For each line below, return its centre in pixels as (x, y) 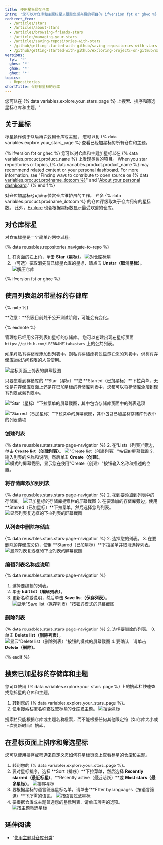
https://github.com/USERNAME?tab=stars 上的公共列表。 (61, 343)
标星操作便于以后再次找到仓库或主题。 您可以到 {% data (61, 137)
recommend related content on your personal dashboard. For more (72, 170)
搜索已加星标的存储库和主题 (47, 674)
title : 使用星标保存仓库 (27, 10)
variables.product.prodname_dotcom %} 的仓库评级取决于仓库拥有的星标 (78, 202)
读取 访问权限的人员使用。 (39, 360)
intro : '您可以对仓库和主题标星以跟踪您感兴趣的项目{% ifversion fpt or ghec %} (81, 14)
